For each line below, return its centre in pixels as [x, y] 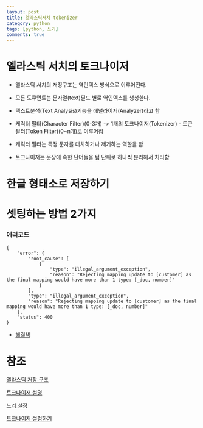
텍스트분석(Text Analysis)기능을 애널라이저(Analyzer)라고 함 [87, 111]
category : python [28, 23]
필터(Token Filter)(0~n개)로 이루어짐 [59, 131]
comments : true [26, 35]
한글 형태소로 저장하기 [58, 184]
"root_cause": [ [49, 259]
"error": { [31, 253]
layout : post [23, 12]
